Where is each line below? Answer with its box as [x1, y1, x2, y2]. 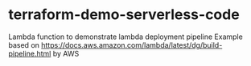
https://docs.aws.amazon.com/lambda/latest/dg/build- [41, 40, 223, 49]
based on [8, 40, 40, 49]
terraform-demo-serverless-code [8, 6, 240, 24]
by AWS [52, 49, 80, 58]
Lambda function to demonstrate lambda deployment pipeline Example [8, 32, 243, 41]
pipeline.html [8, 49, 51, 58]
